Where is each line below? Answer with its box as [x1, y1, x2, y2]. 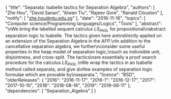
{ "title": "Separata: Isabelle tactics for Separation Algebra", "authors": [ [5, 5, 155, 10]
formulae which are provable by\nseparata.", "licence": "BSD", [5, 71, 136, 78]
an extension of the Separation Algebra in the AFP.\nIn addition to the [5, 38, 151, 44]
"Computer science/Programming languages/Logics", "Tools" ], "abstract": [5, 20, 162, 26]
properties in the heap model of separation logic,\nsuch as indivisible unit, [5, 48, 161, 55]
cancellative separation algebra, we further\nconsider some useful [5, 43, 145, 49]
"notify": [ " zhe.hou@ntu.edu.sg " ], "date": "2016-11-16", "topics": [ [5, 15, 146, 21]
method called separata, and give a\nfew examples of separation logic [5, 66, 153, 72]
